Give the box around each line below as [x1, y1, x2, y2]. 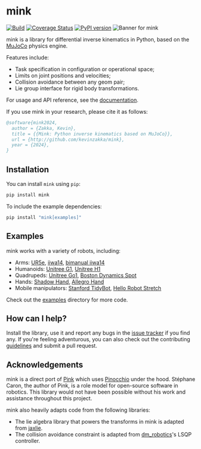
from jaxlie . [14, 424, 43, 432]
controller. [14, 438, 40, 445]
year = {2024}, [11, 142, 50, 148]
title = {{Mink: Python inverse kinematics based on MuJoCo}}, [11, 131, 173, 137]
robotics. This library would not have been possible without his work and [6, 388, 186, 395]
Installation [6, 164, 49, 175]
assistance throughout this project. [6, 395, 92, 402]
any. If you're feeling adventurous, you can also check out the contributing [6, 336, 191, 343]
